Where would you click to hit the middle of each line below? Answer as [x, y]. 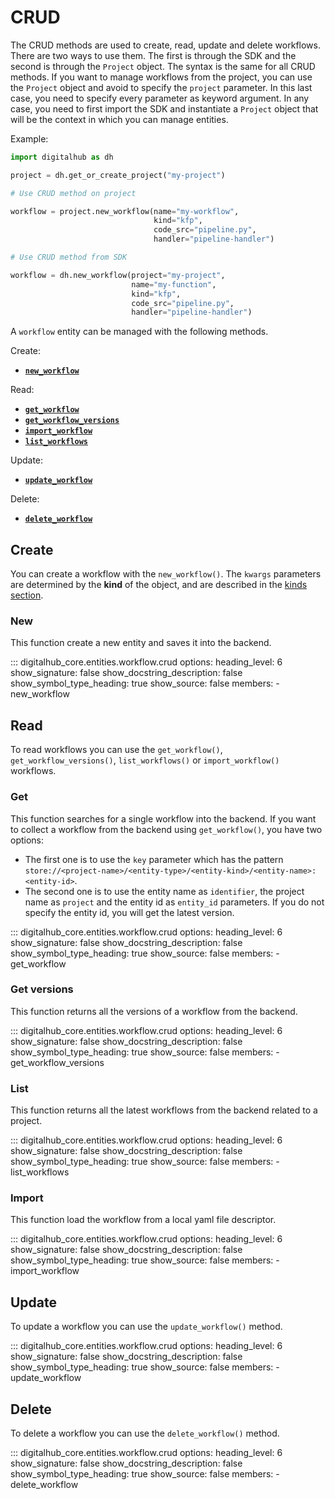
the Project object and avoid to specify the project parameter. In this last [161, 87]
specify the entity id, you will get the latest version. [129, 912]
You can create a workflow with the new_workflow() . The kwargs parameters [166, 574]
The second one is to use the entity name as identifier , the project [164, 891]
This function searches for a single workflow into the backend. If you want [163, 818]
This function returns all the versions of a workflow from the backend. [154, 1011]
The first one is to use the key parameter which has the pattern [154, 859]
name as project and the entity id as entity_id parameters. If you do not [174, 902]
